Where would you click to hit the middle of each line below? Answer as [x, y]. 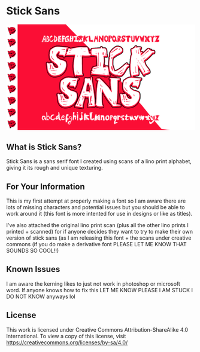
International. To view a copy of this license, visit [66, 336]
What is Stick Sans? [44, 147]
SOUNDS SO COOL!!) [33, 251]
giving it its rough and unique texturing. [54, 168]
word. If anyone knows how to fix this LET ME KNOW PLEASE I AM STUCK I [100, 290]
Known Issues [33, 269]
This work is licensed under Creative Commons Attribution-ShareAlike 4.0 [97, 329]
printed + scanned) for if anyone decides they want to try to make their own [100, 232]
